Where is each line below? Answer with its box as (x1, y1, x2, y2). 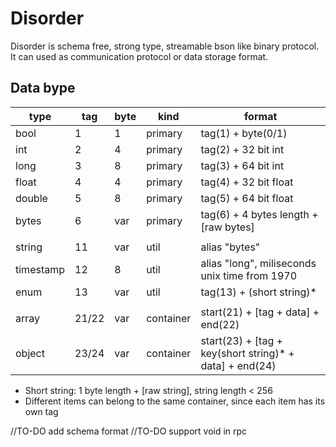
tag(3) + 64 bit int (200, 158, 285, 172)
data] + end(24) (200, 358, 277, 372)
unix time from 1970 (200, 268, 298, 282)
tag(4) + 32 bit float (200, 175, 294, 189)
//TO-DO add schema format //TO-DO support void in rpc (10, 425, 248, 437)
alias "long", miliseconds (200, 256, 317, 270)
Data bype (10, 80, 76, 97)
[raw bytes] (200, 220, 255, 234)
